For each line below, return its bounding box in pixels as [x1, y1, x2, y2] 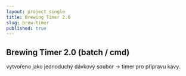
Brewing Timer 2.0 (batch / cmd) [6, 47, 130, 57]
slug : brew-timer [6, 20, 49, 26]
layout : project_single [6, 8, 66, 15]
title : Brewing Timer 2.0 [6, 14, 70, 20]
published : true [6, 25, 46, 31]
